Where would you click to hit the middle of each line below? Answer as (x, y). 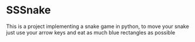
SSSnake (29, 10)
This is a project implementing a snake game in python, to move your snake (98, 26)
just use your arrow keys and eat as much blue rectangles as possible (91, 32)
